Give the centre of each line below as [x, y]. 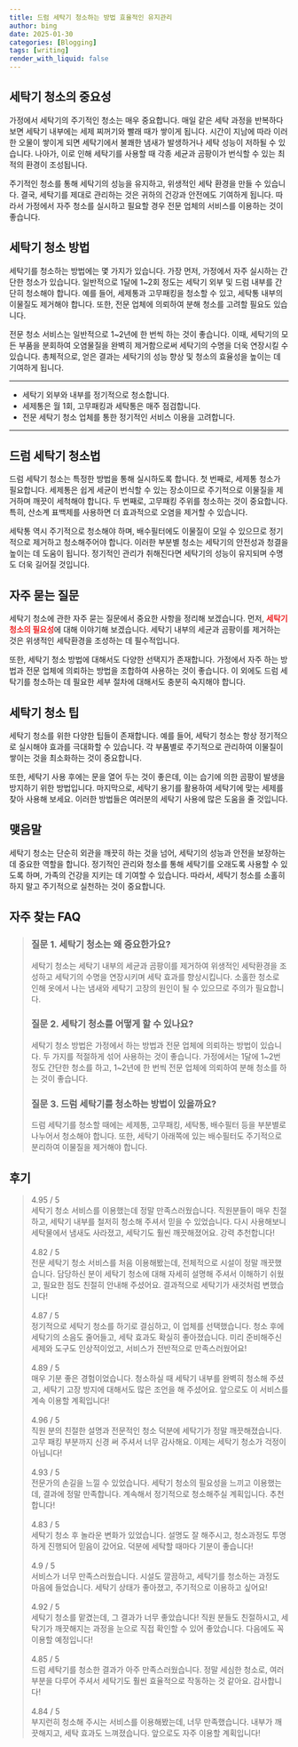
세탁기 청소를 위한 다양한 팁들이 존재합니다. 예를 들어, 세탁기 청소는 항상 [133, 736]
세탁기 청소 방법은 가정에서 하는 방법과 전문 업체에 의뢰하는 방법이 [145, 1045]
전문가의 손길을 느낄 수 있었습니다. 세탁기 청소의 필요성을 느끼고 [141, 1483]
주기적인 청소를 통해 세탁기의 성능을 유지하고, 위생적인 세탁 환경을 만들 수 [136, 183]
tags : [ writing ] [39, 51]
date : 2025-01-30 [41, 34]
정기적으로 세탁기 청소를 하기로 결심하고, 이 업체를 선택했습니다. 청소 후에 [157, 1325]
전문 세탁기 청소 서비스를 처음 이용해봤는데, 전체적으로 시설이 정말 [145, 1262]
